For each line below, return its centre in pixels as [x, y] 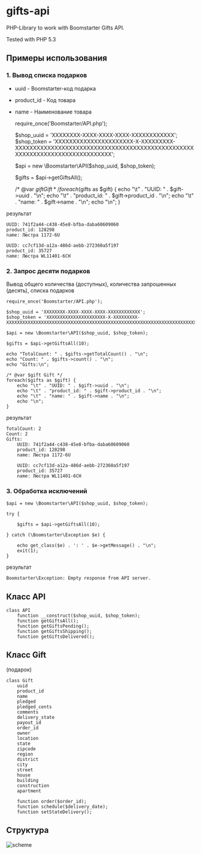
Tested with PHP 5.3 [31, 39]
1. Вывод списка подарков [47, 75]
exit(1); [28, 551]
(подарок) [19, 669]
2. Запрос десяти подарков [48, 271]
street [25, 770]
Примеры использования [57, 58]
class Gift [20, 680]
